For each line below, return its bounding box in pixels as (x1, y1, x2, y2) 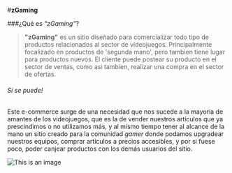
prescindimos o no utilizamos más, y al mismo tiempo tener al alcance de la (7, 122, 225, 131)
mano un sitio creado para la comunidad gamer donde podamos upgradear (7, 130, 224, 138)
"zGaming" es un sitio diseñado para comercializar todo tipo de (24, 33, 210, 41)
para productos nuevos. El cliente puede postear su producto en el (24, 55, 217, 63)
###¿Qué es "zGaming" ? (7, 20, 79, 27)
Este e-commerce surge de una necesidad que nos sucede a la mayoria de (7, 107, 224, 116)
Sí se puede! (7, 86, 43, 94)
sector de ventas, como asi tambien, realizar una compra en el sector (24, 63, 224, 70)
